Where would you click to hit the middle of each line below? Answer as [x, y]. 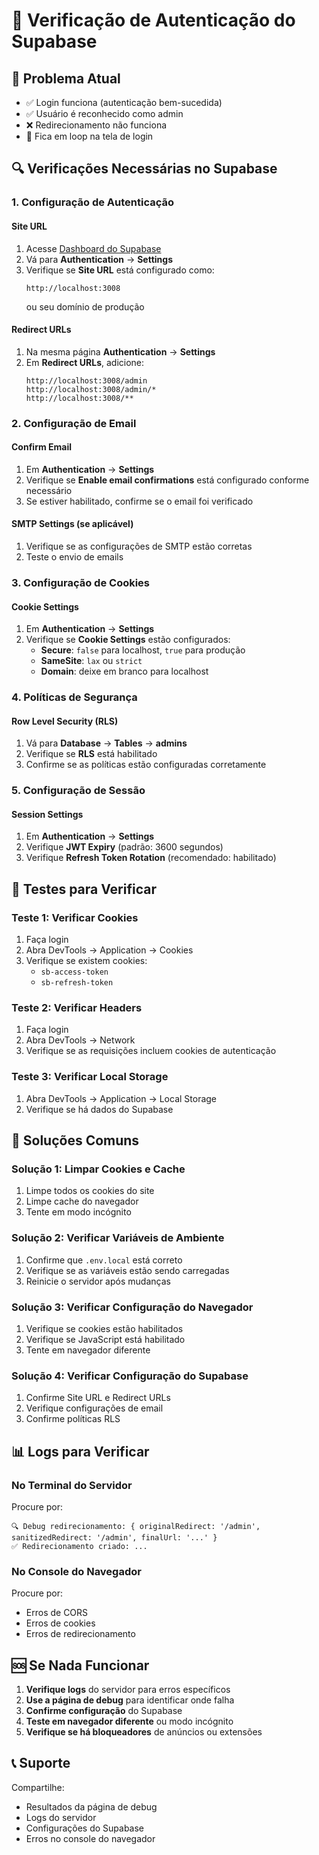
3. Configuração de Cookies [81, 582]
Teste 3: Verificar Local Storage [90, 1077]
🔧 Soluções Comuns [75, 1140]
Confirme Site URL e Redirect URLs [98, 1398]
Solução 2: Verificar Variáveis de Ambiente [118, 1238]
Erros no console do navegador [90, 1838]
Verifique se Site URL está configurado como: [120, 270]
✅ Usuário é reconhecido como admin [104, 113]
